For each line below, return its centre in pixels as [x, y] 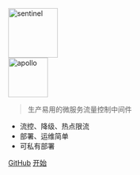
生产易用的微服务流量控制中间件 [79, 109]
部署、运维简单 [44, 136]
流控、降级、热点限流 [54, 126]
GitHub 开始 [28, 163]
